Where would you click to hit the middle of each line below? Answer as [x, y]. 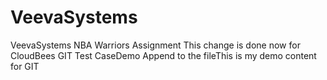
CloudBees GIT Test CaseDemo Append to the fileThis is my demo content [163, 55]
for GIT [25, 66]
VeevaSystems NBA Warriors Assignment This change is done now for [155, 45]
